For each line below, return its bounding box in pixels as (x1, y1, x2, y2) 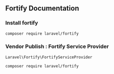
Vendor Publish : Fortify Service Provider (5, 43, 109, 50)
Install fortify (5, 19, 38, 27)
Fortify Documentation (5, 4, 79, 13)
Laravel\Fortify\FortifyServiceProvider (5, 55, 93, 60)
